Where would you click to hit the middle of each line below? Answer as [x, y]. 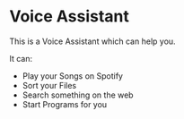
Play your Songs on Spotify [73, 76]
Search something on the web [78, 95]
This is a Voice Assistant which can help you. [93, 41]
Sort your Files [49, 85]
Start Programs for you [65, 104]
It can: [21, 58]
